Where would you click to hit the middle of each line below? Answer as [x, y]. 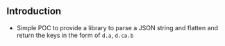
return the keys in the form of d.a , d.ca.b [75, 35]
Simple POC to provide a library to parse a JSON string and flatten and [117, 27]
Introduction [34, 11]
